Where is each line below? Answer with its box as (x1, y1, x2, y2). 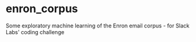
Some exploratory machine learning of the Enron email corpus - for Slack (5, 22, 190, 29)
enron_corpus (5, 2, 78, 16)
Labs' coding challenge (5, 28, 65, 35)
